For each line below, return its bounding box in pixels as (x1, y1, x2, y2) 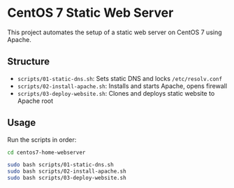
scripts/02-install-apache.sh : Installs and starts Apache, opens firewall (17, 82, 228, 90)
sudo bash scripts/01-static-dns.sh (7, 161, 114, 168)
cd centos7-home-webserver (7, 149, 86, 156)
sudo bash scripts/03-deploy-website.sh (7, 175, 127, 182)
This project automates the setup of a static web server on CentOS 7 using (7, 28, 222, 36)
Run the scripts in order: (7, 135, 77, 144)
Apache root (17, 96, 54, 105)
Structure (7, 56, 50, 68)
